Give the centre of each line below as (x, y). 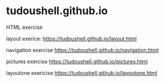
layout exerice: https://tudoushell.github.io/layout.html (71, 38)
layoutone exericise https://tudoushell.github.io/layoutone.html (82, 73)
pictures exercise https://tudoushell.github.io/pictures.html (77, 61)
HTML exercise (24, 27)
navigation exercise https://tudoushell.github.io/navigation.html (82, 50)
